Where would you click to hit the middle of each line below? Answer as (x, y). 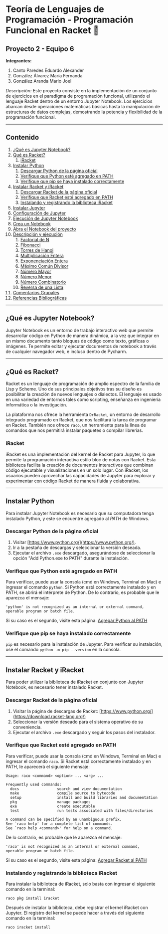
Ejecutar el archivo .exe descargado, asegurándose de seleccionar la (84, 553)
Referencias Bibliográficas (40, 298)
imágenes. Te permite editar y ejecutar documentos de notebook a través (81, 346)
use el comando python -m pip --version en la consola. (63, 650)
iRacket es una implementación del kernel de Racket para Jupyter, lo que (81, 454)
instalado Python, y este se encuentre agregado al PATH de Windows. (78, 518)
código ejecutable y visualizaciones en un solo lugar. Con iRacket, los (77, 470)
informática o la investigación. (36, 405)
